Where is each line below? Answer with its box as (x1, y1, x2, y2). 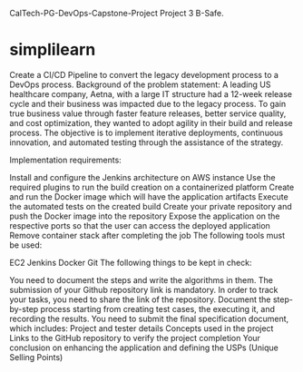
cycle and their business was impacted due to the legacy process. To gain (9, 98, 287, 109)
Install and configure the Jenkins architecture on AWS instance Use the (9, 171, 276, 182)
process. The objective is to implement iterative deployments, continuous (9, 127, 284, 138)
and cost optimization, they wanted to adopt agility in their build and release (9, 117, 293, 128)
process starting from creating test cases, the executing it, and (40, 303, 275, 314)
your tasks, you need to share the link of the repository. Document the (9, 294, 271, 305)
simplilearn (9, 40, 96, 60)
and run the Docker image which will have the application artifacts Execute (9, 191, 288, 202)
